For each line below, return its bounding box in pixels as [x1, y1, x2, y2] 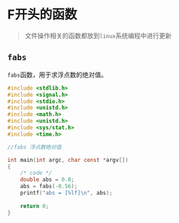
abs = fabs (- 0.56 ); [20, 183, 78, 190]
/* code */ [20, 170, 53, 177]
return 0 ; [20, 202, 50, 210]
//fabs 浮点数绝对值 [7, 143, 62, 151]
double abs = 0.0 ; [20, 176, 75, 183]
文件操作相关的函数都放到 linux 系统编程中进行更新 [24, 31, 172, 40]
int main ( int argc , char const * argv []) [7, 156, 129, 163]
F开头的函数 [7, 6, 77, 23]
